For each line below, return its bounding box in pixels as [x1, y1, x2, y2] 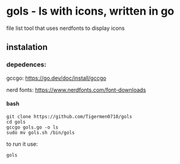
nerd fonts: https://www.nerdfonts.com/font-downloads [6, 86, 146, 93]
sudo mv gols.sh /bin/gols [6, 129, 75, 135]
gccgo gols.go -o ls [6, 124, 59, 130]
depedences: [6, 60, 47, 69]
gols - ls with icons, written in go [6, 4, 175, 18]
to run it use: [6, 140, 38, 148]
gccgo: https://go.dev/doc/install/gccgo [6, 74, 107, 82]
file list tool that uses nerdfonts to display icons [6, 24, 125, 32]
